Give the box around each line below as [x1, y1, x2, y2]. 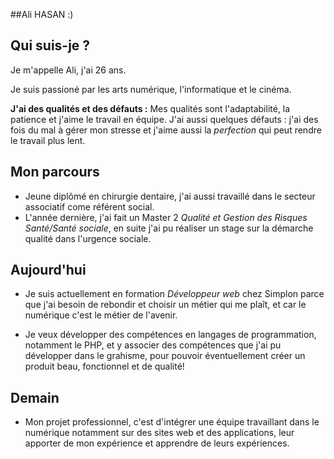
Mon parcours [10, 164, 100, 181]
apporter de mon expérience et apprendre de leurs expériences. [24, 437, 290, 449]
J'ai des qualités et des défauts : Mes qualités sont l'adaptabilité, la [10, 102, 291, 114]
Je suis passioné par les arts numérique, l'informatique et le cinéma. [10, 83, 292, 95]
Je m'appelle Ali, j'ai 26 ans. [10, 64, 127, 76]
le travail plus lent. [10, 134, 86, 146]
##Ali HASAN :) [10, 9, 74, 20]
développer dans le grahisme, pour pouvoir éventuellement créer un [24, 350, 306, 362]
